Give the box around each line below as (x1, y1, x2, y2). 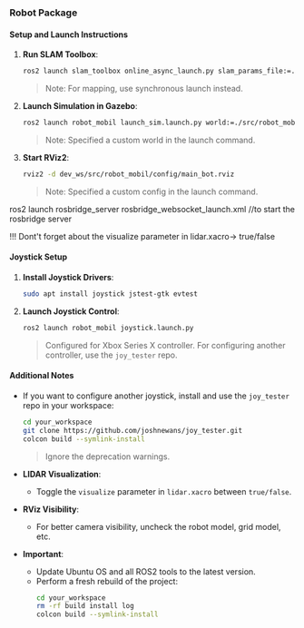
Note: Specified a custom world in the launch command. (44, 134, 256, 145)
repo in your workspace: (22, 399, 114, 410)
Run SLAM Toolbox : (22, 49, 99, 60)
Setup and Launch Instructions (9, 29, 129, 40)
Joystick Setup (9, 251, 68, 262)
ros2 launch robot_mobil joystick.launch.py (22, 323, 194, 332)
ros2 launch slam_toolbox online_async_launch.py (22, 66, 215, 76)
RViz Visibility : (22, 504, 80, 515)
